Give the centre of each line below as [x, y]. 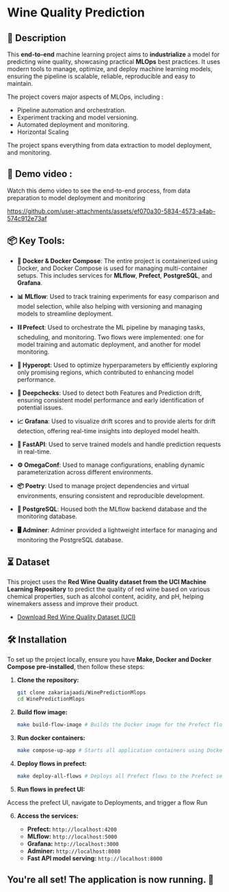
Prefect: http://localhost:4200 [72, 829]
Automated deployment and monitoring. [73, 124]
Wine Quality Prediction [76, 13]
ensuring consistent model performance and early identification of [110, 400]
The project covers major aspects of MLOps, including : [85, 97]
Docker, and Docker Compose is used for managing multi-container [112, 268]
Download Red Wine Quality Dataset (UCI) [76, 617]
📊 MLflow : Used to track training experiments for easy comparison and [118, 296]
